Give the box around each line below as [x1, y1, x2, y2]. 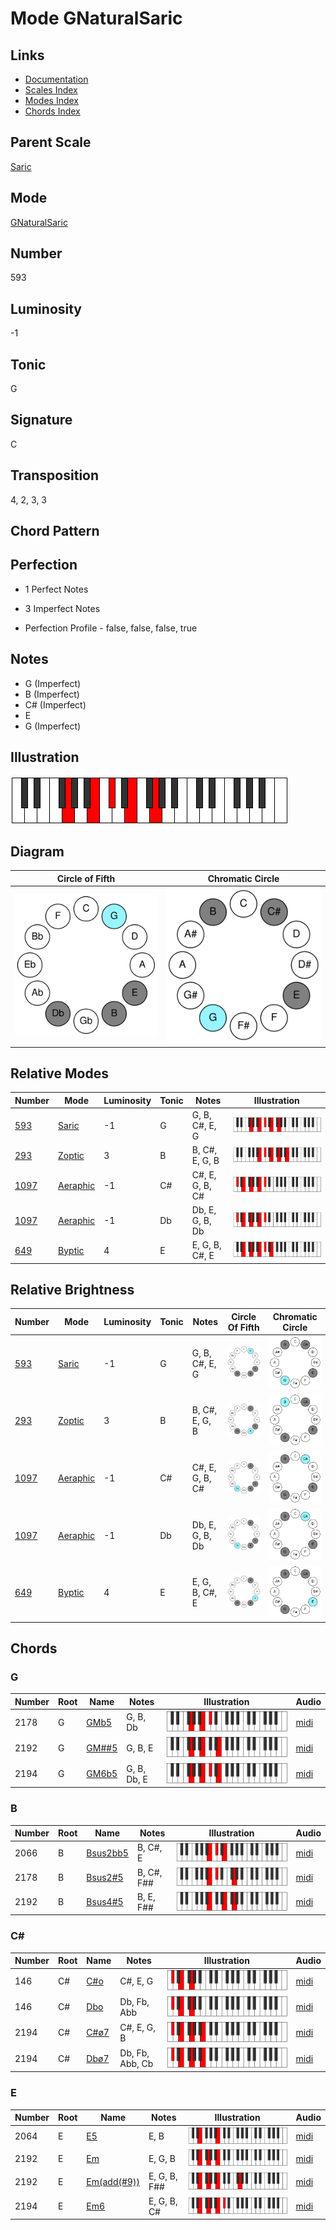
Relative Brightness [10, 1281, 135, 1298]
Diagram [10, 843, 65, 860]
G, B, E [126, 1742, 154, 1754]
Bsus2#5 [86, 1872, 124, 1884]
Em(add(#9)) [86, 2175, 140, 2187]
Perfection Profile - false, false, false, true [24, 622, 198, 634]
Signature [10, 412, 73, 429]
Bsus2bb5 [86, 1847, 129, 1859]
